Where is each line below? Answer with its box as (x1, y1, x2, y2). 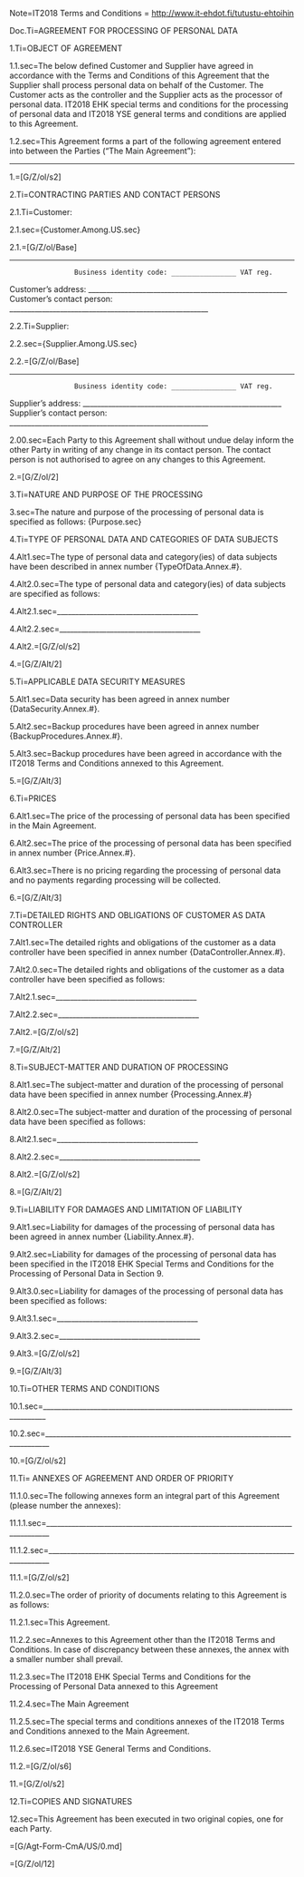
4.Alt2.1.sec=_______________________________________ (9, 606, 199, 616)
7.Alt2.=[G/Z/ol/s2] (9, 1027, 80, 1037)
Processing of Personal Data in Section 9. (9, 1268, 165, 1278)
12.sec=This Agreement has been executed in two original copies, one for (9, 1813, 284, 1824)
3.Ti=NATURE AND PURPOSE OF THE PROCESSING (9, 489, 204, 500)
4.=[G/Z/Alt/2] (9, 659, 62, 670)
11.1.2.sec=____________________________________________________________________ (9, 1545, 295, 1555)
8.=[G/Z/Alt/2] (9, 1187, 62, 1197)
